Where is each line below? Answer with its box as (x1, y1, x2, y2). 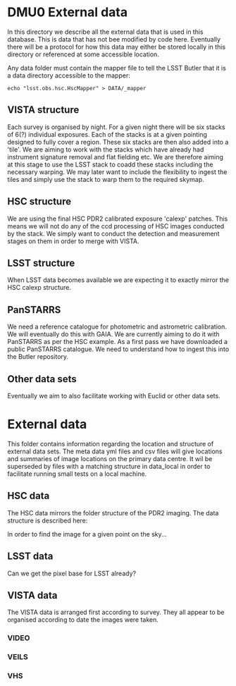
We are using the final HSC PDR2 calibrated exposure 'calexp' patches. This (7, 214, 228, 223)
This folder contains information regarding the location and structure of (7, 439, 214, 448)
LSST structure (7, 257, 75, 269)
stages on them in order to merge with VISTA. (7, 237, 139, 245)
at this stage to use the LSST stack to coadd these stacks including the (7, 160, 213, 169)
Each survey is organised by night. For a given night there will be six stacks (7, 123, 225, 131)
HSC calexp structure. (7, 283, 72, 292)
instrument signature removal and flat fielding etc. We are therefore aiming (7, 152, 223, 161)
